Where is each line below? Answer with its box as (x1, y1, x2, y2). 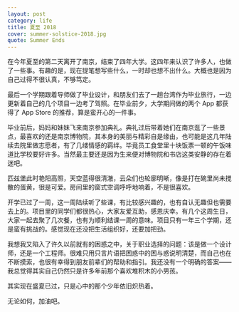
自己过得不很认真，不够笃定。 (7, 76, 95, 84)
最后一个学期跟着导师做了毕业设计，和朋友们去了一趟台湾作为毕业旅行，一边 (7, 90, 232, 99)
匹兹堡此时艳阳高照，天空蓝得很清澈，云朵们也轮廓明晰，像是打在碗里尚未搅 (7, 174, 232, 182)
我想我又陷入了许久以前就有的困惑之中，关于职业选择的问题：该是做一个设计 (7, 240, 232, 249)
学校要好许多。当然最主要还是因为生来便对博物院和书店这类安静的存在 (19, 150, 225, 159)
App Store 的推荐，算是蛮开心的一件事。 (21, 108, 140, 117)
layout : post (7, 10, 46, 18)
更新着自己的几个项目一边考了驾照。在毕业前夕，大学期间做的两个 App (7, 99, 215, 108)
